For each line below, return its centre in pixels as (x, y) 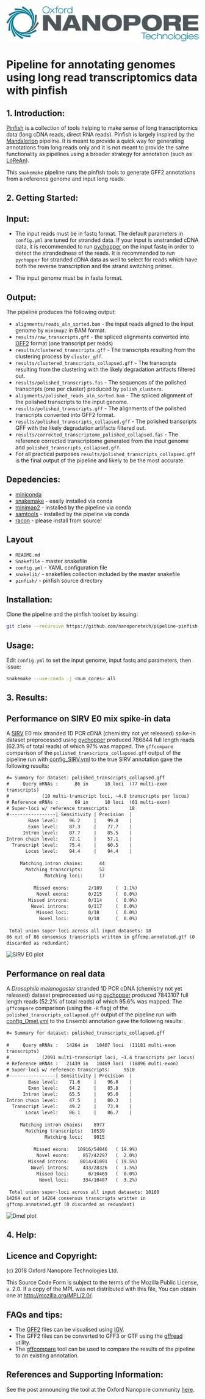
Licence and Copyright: (52, 1256)
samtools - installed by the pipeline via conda (72, 514)
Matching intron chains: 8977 (62, 1125)
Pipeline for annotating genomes (91, 65)
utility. (23, 1342)
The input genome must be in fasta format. (69, 278)
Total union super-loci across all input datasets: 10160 (84, 1192)
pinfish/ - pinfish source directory (59, 580)
